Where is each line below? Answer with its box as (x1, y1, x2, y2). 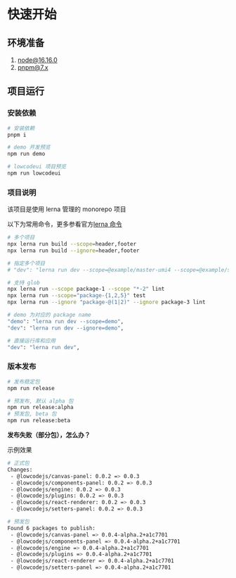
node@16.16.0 (17, 56, 58, 64)
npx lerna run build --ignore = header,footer (7, 247, 140, 254)
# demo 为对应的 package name (7, 311, 91, 319)
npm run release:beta (7, 417, 71, 425)
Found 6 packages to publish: (7, 524, 96, 532)
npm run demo (7, 151, 46, 158)
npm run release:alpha (7, 404, 74, 411)
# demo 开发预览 (7, 144, 51, 151)
